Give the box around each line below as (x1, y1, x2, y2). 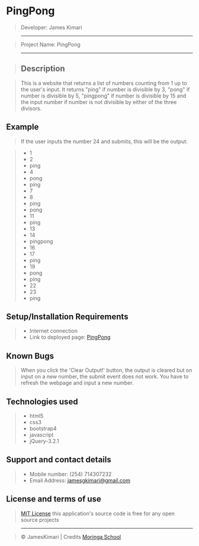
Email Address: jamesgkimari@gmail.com (29, 476, 130, 484)
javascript (29, 431, 54, 438)
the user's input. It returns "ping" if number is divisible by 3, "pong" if (20, 86, 190, 93)
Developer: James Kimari (20, 24, 82, 31)
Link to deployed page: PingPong (29, 334, 111, 341)
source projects (20, 516, 59, 523)
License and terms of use (6, 494, 102, 504)
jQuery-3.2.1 (29, 438, 59, 444)
